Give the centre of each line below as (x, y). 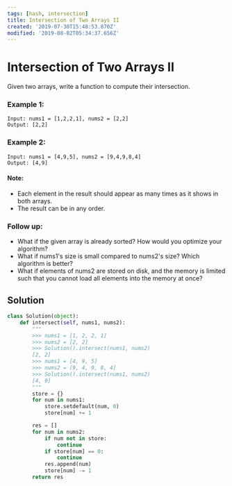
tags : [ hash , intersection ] (48, 14)
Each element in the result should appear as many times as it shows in (118, 193)
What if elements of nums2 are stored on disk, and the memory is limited (121, 271)
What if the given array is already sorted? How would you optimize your (119, 242)
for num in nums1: (59, 400)
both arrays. (35, 201)
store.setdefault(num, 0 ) (82, 407)
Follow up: (25, 226)
